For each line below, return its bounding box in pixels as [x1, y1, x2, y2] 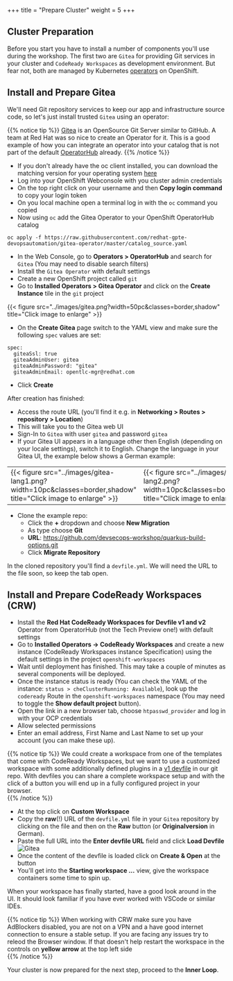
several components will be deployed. [17, 670, 126, 678]
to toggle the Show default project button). [17, 699, 141, 707]
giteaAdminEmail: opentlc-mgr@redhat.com [13, 368, 135, 376]
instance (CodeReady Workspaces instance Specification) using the [17, 648, 212, 656]
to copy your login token [17, 191, 87, 199]
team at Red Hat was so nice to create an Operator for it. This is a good [7, 133, 210, 142]
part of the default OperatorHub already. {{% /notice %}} [7, 148, 170, 156]
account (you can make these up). [17, 736, 116, 745]
